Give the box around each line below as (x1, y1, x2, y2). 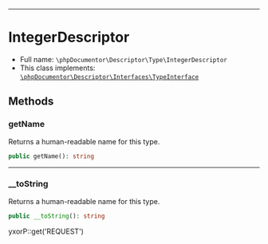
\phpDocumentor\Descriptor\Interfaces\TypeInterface (19, 73, 199, 81)
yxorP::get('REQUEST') (8, 226, 84, 236)
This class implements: (19, 63, 96, 73)
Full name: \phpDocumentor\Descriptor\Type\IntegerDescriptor (19, 54, 227, 64)
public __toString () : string (8, 212, 105, 220)
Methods (8, 95, 54, 108)
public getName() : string (8, 152, 94, 160)
